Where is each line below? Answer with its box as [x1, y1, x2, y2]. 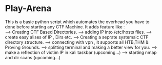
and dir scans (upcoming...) [5, 54, 61, 60]
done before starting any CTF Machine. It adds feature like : [5, 24, 125, 29]
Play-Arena [5, 3, 52, 14]
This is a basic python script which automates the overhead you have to [5, 19, 150, 25]
